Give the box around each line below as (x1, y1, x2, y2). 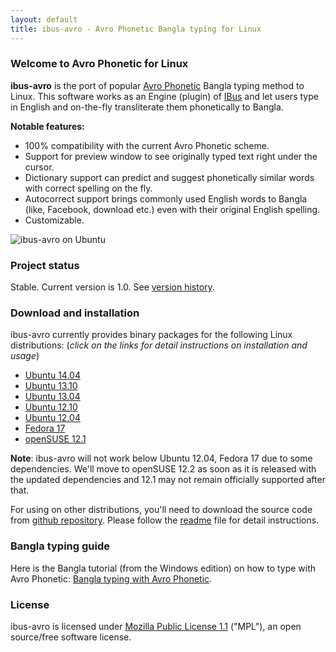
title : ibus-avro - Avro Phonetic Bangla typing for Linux (10, 24, 262, 34)
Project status (10, 258, 80, 272)
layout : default (10, 14, 78, 25)
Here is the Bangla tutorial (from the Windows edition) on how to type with (10, 562, 317, 574)
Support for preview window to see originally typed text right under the (24, 150, 318, 162)
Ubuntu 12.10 (24, 401, 78, 413)
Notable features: (10, 120, 85, 132)
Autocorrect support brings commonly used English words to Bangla (24, 192, 308, 205)
